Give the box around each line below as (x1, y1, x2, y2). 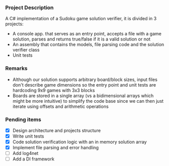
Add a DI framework (12, 156, 54, 162)
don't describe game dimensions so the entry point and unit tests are (12, 81, 156, 88)
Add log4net (12, 150, 39, 156)
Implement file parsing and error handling (12, 145, 99, 151)
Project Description (5, 4, 54, 11)
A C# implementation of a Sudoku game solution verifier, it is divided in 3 (5, 16, 157, 22)
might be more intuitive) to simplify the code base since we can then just (12, 98, 164, 104)
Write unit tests (12, 133, 44, 139)
